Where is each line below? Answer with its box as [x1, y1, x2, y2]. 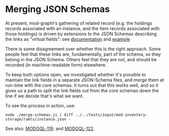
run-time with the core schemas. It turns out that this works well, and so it [5, 82, 159, 88]
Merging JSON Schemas [5, 4, 110, 15]
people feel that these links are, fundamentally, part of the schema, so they [5, 51, 161, 57]
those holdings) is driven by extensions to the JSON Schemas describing [5, 31, 157, 37]
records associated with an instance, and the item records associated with [5, 25, 160, 31]
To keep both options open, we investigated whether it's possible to [5, 71, 146, 77]
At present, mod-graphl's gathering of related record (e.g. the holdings [5, 20, 152, 26]
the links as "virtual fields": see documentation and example [5, 36, 130, 42]
